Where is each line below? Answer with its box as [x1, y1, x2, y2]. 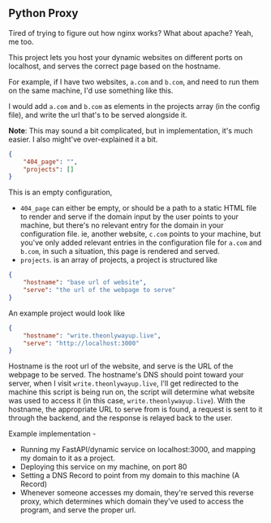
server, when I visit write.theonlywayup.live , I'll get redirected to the [8, 378, 239, 389]
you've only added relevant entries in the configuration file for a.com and [19, 238, 262, 247]
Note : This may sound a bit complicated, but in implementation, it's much [8, 125, 253, 135]
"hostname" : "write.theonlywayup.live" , [23, 331, 161, 340]
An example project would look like [8, 308, 126, 318]
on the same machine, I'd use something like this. [8, 85, 174, 95]
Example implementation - [8, 429, 97, 438]
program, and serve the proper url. [19, 505, 136, 515]
